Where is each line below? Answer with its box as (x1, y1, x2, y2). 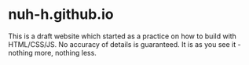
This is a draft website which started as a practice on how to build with (8, 31, 237, 41)
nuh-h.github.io (8, 5, 114, 23)
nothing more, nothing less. (8, 48, 97, 57)
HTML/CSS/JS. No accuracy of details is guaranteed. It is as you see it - (8, 39, 241, 49)
